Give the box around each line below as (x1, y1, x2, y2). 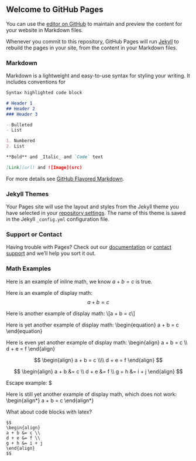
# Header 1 (6, 100, 33, 106)
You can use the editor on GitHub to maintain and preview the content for (6, 20, 183, 27)
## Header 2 (6, 106, 35, 112)
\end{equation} (6, 327, 43, 334)
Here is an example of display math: (6, 289, 92, 296)
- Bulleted (6, 122, 33, 128)
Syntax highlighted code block (6, 90, 82, 96)
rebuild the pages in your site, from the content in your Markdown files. (6, 44, 177, 51)
